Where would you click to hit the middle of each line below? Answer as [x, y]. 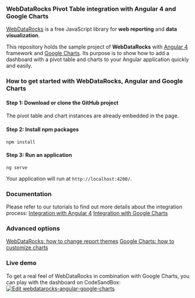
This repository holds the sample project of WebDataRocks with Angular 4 [97, 47]
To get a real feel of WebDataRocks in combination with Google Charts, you [98, 276]
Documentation [29, 194]
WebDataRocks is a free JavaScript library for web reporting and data [92, 29]
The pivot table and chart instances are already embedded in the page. [92, 116]
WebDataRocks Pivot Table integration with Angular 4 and [91, 9]
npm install [21, 142]
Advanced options [33, 229]
